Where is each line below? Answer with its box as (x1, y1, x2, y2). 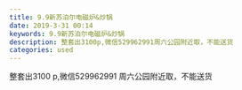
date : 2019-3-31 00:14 (9, 21, 93, 30)
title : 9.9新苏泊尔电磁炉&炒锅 (9, 12, 113, 22)
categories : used (9, 46, 74, 55)
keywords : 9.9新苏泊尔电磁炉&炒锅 (9, 29, 125, 38)
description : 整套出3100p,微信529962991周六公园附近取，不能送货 (9, 37, 234, 47)
